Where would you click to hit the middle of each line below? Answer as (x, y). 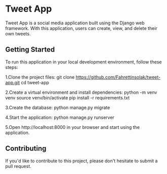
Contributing (26, 148)
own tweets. (18, 33)
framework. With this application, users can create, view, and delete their (81, 28)
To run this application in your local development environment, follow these (83, 62)
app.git (13, 82)
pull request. (18, 166)
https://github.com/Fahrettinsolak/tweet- (118, 77)
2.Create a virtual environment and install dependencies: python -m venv (81, 92)
